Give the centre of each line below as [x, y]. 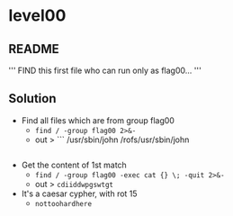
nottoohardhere [63, 203]
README [34, 49]
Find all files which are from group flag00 [98, 120]
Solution [32, 99]
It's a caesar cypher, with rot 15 [79, 193]
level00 [37, 16]
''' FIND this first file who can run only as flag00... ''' [105, 70]
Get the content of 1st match [74, 165]
